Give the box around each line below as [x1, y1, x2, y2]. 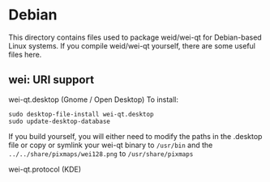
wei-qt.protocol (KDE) [8, 164, 82, 174]
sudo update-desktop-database [8, 117, 111, 125]
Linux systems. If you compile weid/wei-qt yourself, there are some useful [8, 40, 255, 50]
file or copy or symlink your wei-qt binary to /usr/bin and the [8, 140, 213, 150]
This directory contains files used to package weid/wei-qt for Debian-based [8, 32, 262, 42]
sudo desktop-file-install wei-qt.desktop [8, 110, 154, 118]
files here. [8, 49, 42, 59]
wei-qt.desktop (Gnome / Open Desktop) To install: [8, 95, 179, 104]
